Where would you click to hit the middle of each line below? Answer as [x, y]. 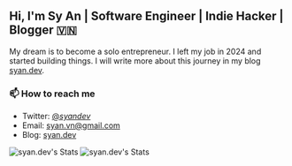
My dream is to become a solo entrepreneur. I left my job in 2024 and [135, 51]
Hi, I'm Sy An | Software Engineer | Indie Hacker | [146, 16]
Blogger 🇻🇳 [43, 30]
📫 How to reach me [52, 94]
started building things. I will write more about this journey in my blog [135, 60]
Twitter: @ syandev [56, 117]
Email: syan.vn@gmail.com [71, 125]
